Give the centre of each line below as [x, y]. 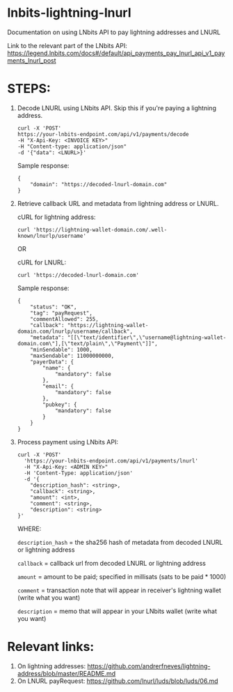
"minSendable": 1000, [61, 349]
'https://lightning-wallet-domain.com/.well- [100, 230]
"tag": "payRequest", [61, 313]
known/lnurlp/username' [52, 236]
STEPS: [29, 89]
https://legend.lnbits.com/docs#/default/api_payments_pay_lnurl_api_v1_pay [116, 53]
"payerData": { [52, 362]
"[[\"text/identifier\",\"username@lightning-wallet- [147, 337]
